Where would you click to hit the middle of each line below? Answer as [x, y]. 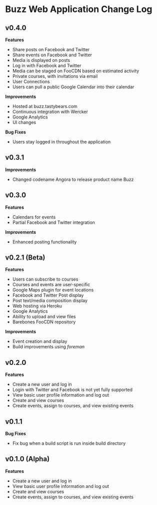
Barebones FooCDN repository [44, 322]
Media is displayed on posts [41, 60]
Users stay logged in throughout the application [61, 142]
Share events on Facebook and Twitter [52, 55]
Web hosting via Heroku [37, 306]
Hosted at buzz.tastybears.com [45, 106]
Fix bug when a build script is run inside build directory [69, 443]
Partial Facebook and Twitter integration [53, 222]
